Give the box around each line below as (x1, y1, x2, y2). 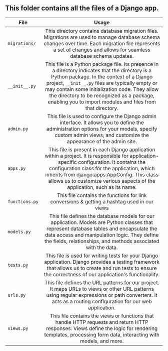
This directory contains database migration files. (45, 27, 159, 34)
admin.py (7, 126, 28, 132)
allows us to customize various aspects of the (48, 177, 156, 184)
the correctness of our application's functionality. (44, 271, 160, 278)
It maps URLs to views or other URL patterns (49, 285, 154, 292)
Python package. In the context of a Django (50, 73, 153, 80)
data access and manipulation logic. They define (44, 231, 159, 238)
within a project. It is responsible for (44, 152, 129, 159)
